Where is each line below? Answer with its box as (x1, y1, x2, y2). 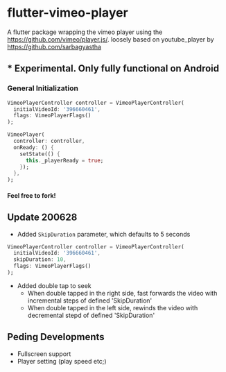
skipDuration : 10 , (13, 256, 67, 263)
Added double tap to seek (17, 281, 92, 289)
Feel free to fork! (7, 191, 57, 199)
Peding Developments (7, 331, 105, 343)
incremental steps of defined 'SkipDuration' (27, 296, 153, 305)
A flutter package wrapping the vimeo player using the (7, 28, 163, 36)
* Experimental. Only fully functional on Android (7, 62, 220, 74)
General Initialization (7, 83, 78, 93)
